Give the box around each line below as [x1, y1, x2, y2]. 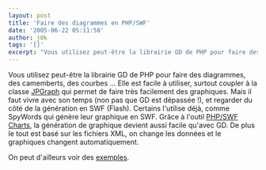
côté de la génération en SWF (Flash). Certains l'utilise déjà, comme [8, 104, 230, 113]
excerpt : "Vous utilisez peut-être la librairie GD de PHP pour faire [8, 48, 246, 56]
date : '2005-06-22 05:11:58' [8, 26, 104, 34]
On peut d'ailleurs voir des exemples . [8, 153, 130, 162]
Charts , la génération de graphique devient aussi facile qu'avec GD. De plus [8, 120, 256, 130]
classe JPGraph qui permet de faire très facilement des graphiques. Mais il [8, 87, 252, 96]
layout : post [8, 11, 51, 20]
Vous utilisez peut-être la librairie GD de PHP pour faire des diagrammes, [8, 70, 246, 79]
